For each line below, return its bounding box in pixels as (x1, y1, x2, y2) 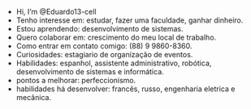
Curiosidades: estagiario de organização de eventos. (15, 50, 193, 59)
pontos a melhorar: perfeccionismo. (15, 76, 136, 85)
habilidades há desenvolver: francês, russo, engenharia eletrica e (15, 84, 236, 94)
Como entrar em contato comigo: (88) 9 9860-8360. (15, 41, 193, 51)
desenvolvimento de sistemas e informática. (15, 67, 164, 76)
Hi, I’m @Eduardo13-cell (15, 7, 97, 16)
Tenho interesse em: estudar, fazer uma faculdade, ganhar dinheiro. (15, 15, 244, 25)
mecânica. (15, 93, 51, 102)
